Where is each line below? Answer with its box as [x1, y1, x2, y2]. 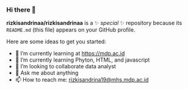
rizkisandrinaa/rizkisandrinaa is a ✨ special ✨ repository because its [6, 20, 183, 27]
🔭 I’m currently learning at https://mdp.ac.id [15, 50, 125, 57]
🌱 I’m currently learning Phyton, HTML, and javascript [15, 56, 150, 63]
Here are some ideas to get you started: [6, 38, 107, 45]
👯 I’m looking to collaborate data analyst [15, 63, 116, 70]
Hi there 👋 [6, 5, 37, 14]
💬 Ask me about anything [15, 69, 79, 77]
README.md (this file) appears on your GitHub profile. [6, 26, 136, 34]
